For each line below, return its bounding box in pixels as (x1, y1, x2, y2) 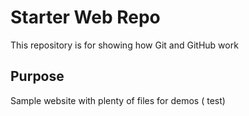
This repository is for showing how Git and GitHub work (10, 39, 239, 51)
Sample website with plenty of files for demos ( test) (10, 94, 226, 106)
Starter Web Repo (10, 6, 161, 29)
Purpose (10, 68, 65, 85)
